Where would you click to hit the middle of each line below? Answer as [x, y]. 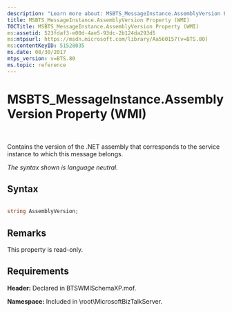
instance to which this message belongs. [65, 154]
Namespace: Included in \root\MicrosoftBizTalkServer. [85, 301]
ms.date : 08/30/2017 [37, 53]
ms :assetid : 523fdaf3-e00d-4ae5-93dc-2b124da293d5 [81, 33]
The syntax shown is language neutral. [63, 167]
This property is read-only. [45, 249]
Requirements [38, 272]
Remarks [27, 233]
